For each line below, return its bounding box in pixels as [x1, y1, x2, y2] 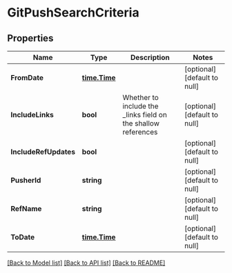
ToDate [10, 232, 35, 242]
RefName [10, 204, 42, 213]
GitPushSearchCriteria [7, 5, 139, 21]
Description [130, 53, 171, 62]
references [122, 128, 158, 136]
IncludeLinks [10, 110, 54, 119]
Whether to [122, 93, 159, 102]
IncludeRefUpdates [10, 147, 76, 156]
